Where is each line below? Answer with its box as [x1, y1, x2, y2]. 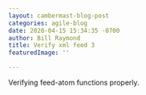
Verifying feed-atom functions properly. [8, 77, 140, 87]
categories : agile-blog [8, 19, 88, 27]
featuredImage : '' [8, 49, 70, 57]
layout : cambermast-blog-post [8, 11, 110, 20]
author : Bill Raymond [8, 34, 81, 42]
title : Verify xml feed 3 [8, 42, 95, 49]
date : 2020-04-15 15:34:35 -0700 [8, 26, 120, 34]
